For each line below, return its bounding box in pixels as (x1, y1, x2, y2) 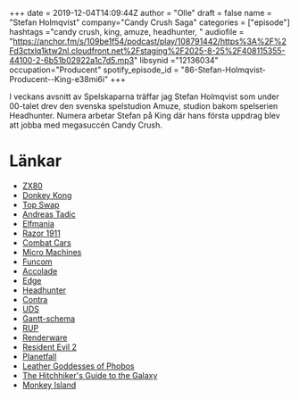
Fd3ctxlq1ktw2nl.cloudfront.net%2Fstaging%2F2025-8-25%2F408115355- (9, 46, 286, 56)
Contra (21, 294, 48, 304)
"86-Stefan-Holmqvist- (180, 64, 266, 75)
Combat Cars (21, 237, 71, 248)
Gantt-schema (21, 312, 76, 324)
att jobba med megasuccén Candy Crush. (9, 120, 162, 130)
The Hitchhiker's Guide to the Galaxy (21, 370, 158, 380)
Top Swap (21, 199, 60, 210)
